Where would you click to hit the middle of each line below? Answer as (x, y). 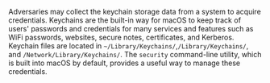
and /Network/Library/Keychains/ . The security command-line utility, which (135, 54)
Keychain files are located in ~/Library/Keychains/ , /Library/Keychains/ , (129, 46)
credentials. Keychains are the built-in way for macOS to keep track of (125, 20)
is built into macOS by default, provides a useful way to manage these (125, 63)
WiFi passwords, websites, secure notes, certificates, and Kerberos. (121, 37)
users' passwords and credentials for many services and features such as (131, 29)
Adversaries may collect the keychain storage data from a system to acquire (135, 12)
